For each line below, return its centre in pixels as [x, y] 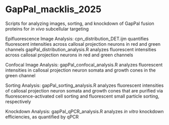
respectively [18, 101]
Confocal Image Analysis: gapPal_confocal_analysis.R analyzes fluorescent [84, 65]
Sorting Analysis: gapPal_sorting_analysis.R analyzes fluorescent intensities [84, 85]
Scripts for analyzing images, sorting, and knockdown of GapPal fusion [80, 23]
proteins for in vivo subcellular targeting [47, 28]
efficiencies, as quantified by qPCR [42, 117]
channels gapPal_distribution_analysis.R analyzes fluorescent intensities [81, 49]
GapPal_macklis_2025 [53, 9]
